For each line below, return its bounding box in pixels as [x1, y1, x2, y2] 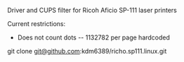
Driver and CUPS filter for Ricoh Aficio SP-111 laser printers [7, 6, 177, 14]
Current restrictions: [7, 20, 66, 27]
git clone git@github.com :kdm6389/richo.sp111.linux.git [7, 47, 167, 55]
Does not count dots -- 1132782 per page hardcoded [17, 33, 171, 42]
